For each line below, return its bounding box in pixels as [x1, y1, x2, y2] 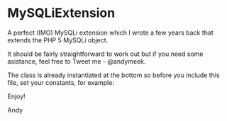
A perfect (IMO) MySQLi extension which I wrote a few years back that [7, 28, 214, 37]
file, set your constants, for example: [7, 78, 115, 86]
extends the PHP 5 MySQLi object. [7, 35, 109, 44]
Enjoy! [7, 92, 26, 100]
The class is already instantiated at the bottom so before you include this [7, 71, 220, 79]
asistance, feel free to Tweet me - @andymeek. [7, 57, 147, 65]
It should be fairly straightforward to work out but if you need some [7, 50, 204, 58]
